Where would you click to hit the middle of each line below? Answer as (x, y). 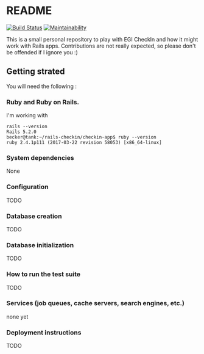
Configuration (27, 187)
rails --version (27, 127)
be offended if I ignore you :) (42, 52)
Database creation (34, 216)
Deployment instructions (44, 332)
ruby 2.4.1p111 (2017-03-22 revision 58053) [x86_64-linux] (84, 143)
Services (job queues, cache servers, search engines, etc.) (95, 303)
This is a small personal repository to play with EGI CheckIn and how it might (102, 39)
